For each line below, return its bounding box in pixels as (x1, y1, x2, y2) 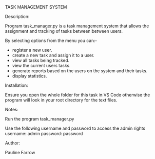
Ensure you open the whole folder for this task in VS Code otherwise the (5, 92, 150, 98)
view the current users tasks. (12, 63, 71, 68)
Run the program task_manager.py (5, 116, 75, 121)
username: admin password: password (5, 131, 83, 136)
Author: (5, 140, 20, 146)
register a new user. (12, 47, 52, 53)
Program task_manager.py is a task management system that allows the (5, 23, 149, 29)
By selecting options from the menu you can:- (5, 38, 97, 43)
